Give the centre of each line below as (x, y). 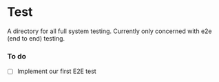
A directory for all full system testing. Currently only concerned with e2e (109, 31)
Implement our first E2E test (56, 71)
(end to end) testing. (36, 38)
